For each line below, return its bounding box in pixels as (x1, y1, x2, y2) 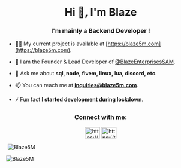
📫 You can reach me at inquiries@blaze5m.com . (14, 82, 139, 89)
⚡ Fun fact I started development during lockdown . (14, 96, 144, 103)
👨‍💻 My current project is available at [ (14, 40, 108, 47)
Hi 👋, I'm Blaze (64, 5, 137, 19)
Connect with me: (74, 113, 128, 121)
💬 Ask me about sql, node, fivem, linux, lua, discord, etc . (14, 70, 157, 77)
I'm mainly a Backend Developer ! (51, 27, 150, 35)
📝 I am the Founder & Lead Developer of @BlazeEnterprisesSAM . (14, 58, 176, 65)
